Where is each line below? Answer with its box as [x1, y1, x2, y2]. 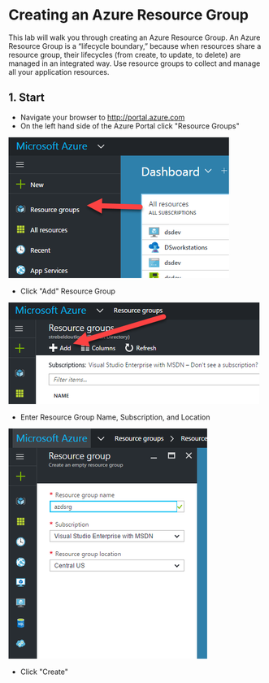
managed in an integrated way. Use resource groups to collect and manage [8, 59, 261, 68]
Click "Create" [20, 667, 69, 676]
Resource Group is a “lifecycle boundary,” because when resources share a [8, 41, 262, 50]
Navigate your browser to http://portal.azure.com [20, 112, 185, 122]
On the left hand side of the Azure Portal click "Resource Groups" [20, 120, 240, 131]
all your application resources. [8, 67, 110, 76]
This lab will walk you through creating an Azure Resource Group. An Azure [8, 33, 261, 42]
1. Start [8, 91, 45, 105]
